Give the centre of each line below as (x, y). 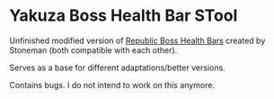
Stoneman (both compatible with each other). (93, 49)
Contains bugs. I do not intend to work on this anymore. (112, 85)
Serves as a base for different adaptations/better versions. (118, 67)
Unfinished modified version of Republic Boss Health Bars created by (137, 40)
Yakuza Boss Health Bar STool (124, 16)
